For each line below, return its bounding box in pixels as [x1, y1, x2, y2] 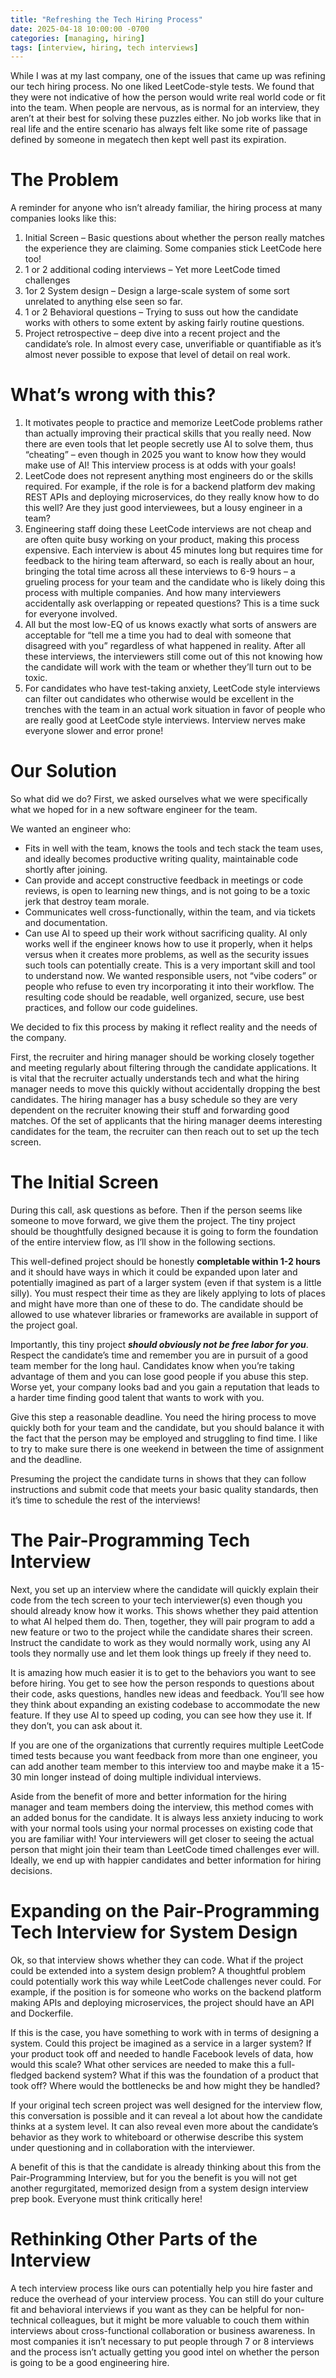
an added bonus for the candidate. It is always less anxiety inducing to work [10, 1811, 324, 1823]
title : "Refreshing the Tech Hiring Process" [10, 14, 203, 25]
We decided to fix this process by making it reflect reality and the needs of [10, 1021, 318, 1033]
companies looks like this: [10, 212, 117, 225]
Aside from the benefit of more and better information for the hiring [10, 1790, 287, 1802]
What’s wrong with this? [10, 384, 217, 406]
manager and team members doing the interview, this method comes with [10, 1801, 314, 1813]
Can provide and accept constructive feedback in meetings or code [24, 874, 304, 886]
